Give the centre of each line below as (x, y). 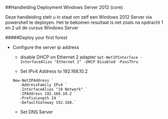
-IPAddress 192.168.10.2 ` (48, 94)
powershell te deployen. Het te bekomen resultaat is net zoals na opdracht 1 (84, 22)
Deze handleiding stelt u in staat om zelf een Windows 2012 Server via (79, 17)
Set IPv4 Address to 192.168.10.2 (54, 71)
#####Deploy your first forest (36, 38)
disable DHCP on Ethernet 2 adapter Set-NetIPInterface (79, 57)
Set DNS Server (36, 112)
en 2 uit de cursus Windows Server (42, 28)
